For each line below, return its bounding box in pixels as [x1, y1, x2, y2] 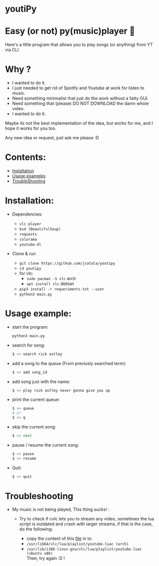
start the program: [12, 324, 48, 330]
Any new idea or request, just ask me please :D [5, 135, 99, 141]
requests [19, 232, 37, 236]
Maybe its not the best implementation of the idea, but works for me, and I [5, 120, 153, 126]
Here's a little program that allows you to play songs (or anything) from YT [5, 42, 153, 48]
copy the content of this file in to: [26, 535, 93, 542]
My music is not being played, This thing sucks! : [12, 506, 110, 513]
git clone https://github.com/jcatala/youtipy [19, 261, 115, 266]
